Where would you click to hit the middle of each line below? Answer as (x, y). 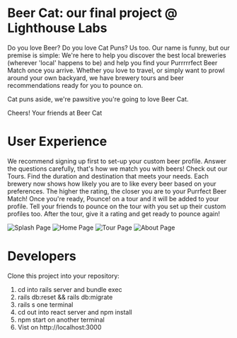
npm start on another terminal (61, 320)
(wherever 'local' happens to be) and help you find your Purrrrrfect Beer (112, 62)
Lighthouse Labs (57, 28)
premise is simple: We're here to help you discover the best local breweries (117, 55)
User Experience (57, 141)
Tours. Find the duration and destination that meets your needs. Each (108, 176)
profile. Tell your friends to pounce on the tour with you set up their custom (117, 206)
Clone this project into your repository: (64, 276)
